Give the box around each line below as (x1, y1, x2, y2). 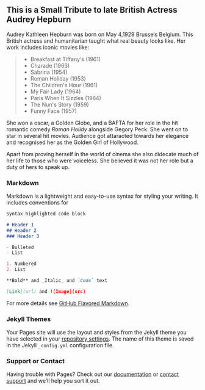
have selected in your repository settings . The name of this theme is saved (6, 335, 194, 342)
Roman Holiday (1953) (30, 74, 87, 82)
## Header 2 (6, 227, 37, 234)
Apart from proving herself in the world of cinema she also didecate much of (6, 150, 199, 157)
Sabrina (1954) (30, 68, 68, 76)
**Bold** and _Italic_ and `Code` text (6, 278, 108, 284)
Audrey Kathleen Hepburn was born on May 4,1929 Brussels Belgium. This (6, 31, 193, 38)
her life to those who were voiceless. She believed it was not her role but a (6, 157, 193, 164)
